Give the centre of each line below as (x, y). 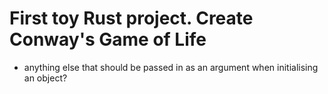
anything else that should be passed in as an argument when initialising (171, 67)
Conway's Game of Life (108, 39)
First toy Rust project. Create (131, 18)
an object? (45, 78)
